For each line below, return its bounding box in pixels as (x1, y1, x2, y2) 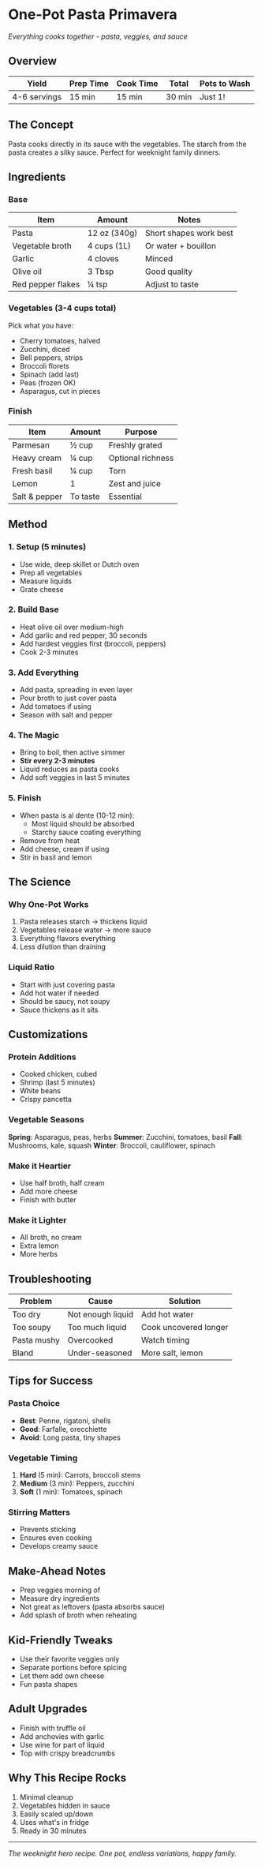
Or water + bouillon (144, 241, 217, 252)
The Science (8, 875, 71, 889)
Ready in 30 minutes (19, 1826, 87, 1835)
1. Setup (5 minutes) (8, 541, 87, 553)
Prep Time (69, 77, 109, 88)
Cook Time (116, 77, 159, 88)
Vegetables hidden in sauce (19, 1800, 110, 1810)
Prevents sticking (19, 1525, 77, 1534)
